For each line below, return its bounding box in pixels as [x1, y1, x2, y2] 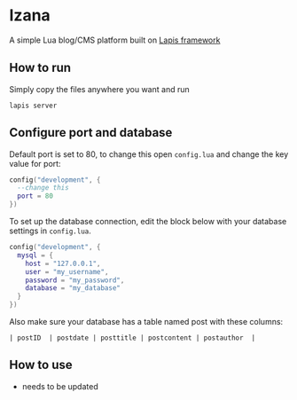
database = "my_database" [25, 284, 121, 293]
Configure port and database [9, 125, 173, 140]
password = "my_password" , [25, 276, 125, 285]
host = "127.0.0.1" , [25, 259, 101, 268]
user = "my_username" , [25, 267, 109, 276]
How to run [9, 60, 72, 75]
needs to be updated [21, 380, 99, 391]
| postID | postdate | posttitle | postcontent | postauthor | [9, 333, 255, 342]
